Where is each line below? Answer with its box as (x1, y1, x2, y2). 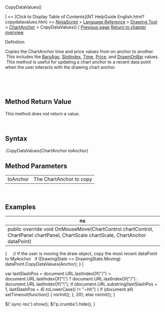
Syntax (5, 135, 27, 143)
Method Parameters (5, 162, 67, 171)
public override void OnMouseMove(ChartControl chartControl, (7, 226, 154, 233)
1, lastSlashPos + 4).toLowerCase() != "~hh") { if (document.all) (5, 286, 134, 292)
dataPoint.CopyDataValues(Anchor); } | (5, 261, 84, 267)
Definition (5, 39, 25, 45)
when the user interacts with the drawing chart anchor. (5, 64, 116, 70)
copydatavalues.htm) (5, 19, 48, 25)
